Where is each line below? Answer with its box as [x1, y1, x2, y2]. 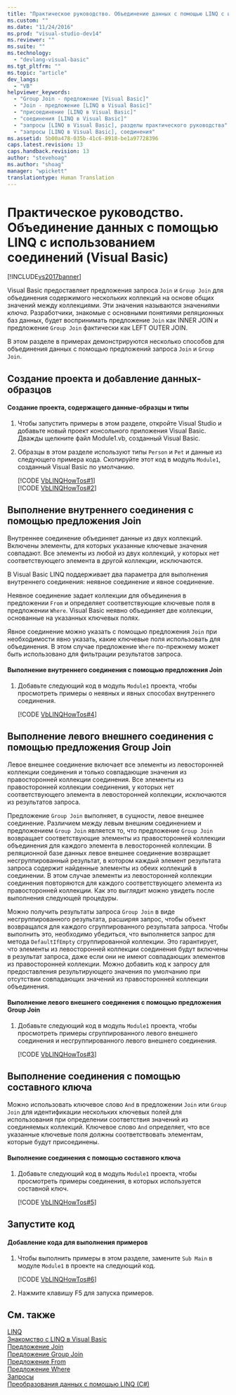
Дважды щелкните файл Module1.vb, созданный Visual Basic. [17, 434, 200, 442]
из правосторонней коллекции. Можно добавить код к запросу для [7, 960, 211, 968]
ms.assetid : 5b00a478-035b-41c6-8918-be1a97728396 [7, 135, 159, 142]
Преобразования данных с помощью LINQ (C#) [7, 1380, 150, 1389]
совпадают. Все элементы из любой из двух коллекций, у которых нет [7, 549, 220, 557]
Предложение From [7, 1358, 67, 1366]
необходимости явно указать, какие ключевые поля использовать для [7, 635, 221, 643]
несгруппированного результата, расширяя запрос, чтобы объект [7, 914, 206, 923]
